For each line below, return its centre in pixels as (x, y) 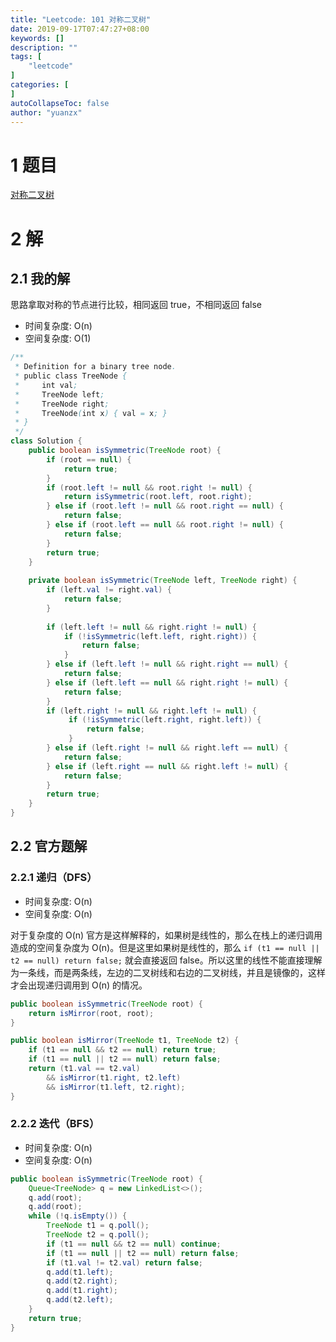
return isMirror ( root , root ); (91, 1013)
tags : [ (26, 57)
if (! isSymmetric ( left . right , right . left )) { (165, 720)
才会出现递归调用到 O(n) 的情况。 (79, 985)
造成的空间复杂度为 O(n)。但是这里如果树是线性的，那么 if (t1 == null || (165, 947)
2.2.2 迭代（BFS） (55, 1124)
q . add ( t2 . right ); (82, 1281)
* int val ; (46, 385)
